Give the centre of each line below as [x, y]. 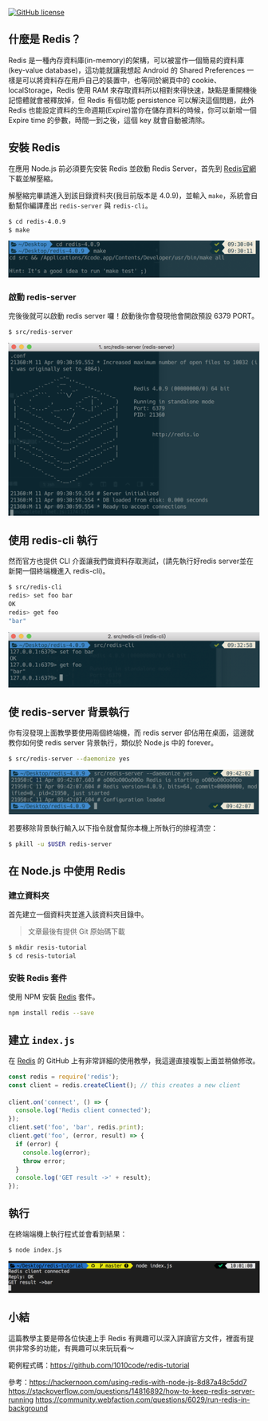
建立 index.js [41, 1040]
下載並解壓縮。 [33, 178]
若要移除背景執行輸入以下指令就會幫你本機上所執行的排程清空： [113, 828]
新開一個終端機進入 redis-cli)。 [59, 571]
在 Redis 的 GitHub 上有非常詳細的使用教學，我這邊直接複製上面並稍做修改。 [134, 1060]
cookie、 [206, 80]
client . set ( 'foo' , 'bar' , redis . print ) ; [77, 1127]
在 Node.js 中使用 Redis [67, 871]
